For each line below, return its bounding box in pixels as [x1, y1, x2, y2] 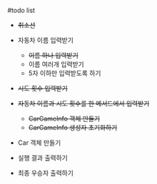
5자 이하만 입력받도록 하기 [28, 69, 101, 77]
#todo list [7, 6, 36, 14]
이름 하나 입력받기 [28, 51, 78, 59]
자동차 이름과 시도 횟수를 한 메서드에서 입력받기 [17, 99, 150, 108]
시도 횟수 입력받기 [17, 84, 68, 92]
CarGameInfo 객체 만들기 [28, 114, 101, 123]
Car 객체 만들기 [17, 138, 61, 147]
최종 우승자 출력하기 [17, 169, 74, 177]
